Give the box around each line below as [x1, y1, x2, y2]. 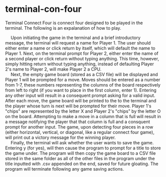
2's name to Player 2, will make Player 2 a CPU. [5, 66, 102, 72]
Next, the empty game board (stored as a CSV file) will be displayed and [10, 71, 158, 77]
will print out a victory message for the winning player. [5, 134, 116, 140]
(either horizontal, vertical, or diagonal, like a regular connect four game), [5, 129, 155, 135]
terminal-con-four [5, 3, 82, 15]
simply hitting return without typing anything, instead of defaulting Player [5, 61, 154, 67]
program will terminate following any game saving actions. [5, 166, 124, 172]
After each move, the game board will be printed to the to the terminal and [5, 97, 157, 103]
